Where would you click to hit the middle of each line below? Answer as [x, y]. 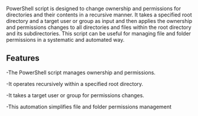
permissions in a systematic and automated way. [65, 40]
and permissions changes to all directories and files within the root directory [99, 27]
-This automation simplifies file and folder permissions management [89, 107]
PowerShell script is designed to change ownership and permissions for [94, 9]
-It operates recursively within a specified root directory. [75, 84]
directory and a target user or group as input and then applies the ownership [99, 21]
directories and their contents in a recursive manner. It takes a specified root [99, 15]
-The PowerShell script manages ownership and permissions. [81, 72]
